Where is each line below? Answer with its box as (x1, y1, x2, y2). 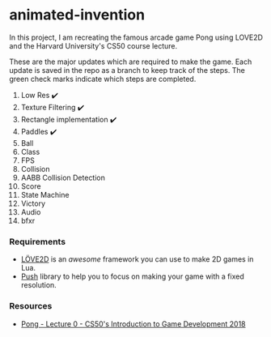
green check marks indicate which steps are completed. (9, 74, 197, 83)
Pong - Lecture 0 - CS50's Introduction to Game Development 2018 (20, 318, 246, 329)
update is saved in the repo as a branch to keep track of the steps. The (9, 65, 245, 75)
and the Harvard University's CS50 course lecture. (9, 41, 178, 50)
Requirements (9, 236, 66, 247)
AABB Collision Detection (20, 173, 106, 182)
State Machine (20, 190, 70, 199)
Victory (20, 198, 46, 208)
